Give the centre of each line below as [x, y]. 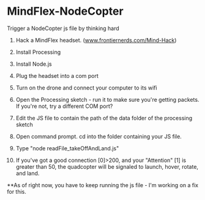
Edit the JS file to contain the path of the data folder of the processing [104, 118]
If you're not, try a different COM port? [64, 106]
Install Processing [38, 52]
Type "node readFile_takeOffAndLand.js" [67, 148]
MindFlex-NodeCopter [65, 11]
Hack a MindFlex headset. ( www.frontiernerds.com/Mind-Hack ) [96, 40]
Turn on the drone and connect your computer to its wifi [87, 88]
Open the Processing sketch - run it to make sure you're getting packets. [107, 99]
